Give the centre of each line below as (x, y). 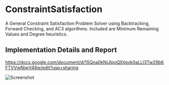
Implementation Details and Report (61, 50)
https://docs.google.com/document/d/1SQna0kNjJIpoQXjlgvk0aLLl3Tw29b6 (84, 62)
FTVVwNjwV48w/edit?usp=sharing (42, 67)
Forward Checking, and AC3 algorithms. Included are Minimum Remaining (82, 28)
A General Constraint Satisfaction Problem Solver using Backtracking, (77, 23)
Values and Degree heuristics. (37, 34)
